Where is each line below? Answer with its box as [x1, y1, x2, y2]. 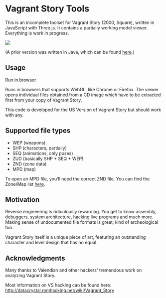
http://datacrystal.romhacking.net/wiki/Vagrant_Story [5, 288, 115, 294]
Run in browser [5, 77, 36, 83]
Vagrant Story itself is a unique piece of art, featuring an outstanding [5, 234, 146, 240]
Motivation [5, 195, 40, 204]
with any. [5, 112, 24, 118]
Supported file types [5, 127, 71, 135]
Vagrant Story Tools [5, 3, 90, 14]
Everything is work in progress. [5, 30, 69, 36]
